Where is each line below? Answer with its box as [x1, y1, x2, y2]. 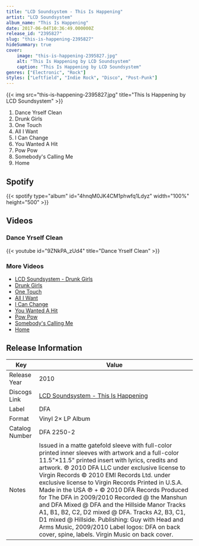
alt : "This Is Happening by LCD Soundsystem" [17, 58, 131, 64]
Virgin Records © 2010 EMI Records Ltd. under [38, 471, 171, 479]
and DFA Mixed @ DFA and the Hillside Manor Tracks [38, 500, 186, 509]
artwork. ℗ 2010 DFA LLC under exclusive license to [38, 464, 185, 472]
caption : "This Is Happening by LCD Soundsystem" [17, 64, 142, 70]
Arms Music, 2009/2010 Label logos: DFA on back [38, 523, 181, 531]
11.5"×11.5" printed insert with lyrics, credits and [38, 456, 178, 464]
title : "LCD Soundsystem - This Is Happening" [6, 8, 123, 15]
